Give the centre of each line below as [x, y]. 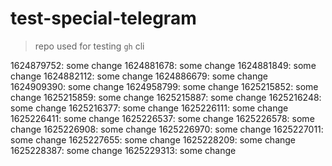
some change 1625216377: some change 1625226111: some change [149, 108]
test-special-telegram [103, 18]
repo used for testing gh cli [89, 46]
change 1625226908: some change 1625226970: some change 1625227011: [167, 129]
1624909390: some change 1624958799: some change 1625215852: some [164, 86]
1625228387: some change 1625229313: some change [123, 150]
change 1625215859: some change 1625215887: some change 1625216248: [166, 97]
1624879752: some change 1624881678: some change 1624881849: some [163, 65]
